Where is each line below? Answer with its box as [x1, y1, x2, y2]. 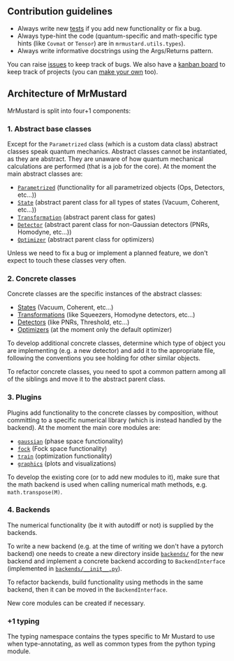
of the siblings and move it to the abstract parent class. [7, 375, 166, 384]
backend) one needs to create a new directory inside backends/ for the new [7, 549, 224, 557]
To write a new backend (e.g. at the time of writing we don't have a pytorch [7, 542, 224, 550]
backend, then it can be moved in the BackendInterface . [7, 585, 168, 594]
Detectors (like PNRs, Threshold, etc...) [17, 318, 130, 326]
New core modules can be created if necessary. [7, 599, 145, 607]
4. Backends [7, 505, 50, 515]
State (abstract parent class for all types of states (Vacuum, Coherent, [17, 197, 220, 206]
